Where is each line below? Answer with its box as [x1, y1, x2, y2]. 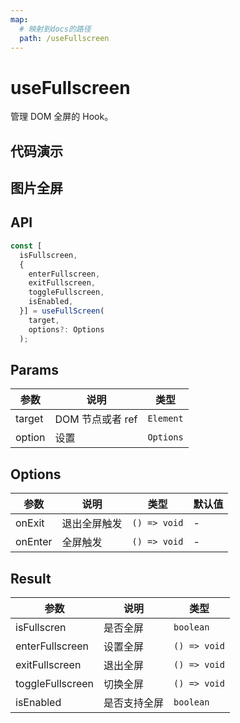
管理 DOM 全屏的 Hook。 [10, 111, 114, 123]
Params [10, 361, 59, 378]
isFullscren [15, 620, 67, 634]
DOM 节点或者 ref [54, 412, 138, 426]
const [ [10, 241, 43, 251]
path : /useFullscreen [19, 33, 110, 43]
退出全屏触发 [61, 517, 123, 531]
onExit [15, 516, 45, 530]
